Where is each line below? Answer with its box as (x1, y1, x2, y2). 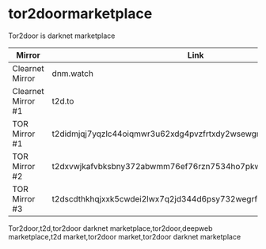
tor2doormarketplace (8, 5, 153, 23)
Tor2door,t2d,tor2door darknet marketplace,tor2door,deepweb (8, 223, 213, 233)
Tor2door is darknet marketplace (8, 31, 116, 40)
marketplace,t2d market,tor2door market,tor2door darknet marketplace (8, 232, 241, 241)
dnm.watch (51, 68, 93, 79)
